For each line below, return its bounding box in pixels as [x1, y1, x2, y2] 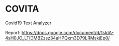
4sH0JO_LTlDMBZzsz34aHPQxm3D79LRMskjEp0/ [5, 35, 110, 41]
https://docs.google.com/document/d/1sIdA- [21, 29, 114, 35]
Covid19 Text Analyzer [5, 20, 52, 26]
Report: [5, 29, 21, 35]
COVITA [5, 3, 39, 15]
